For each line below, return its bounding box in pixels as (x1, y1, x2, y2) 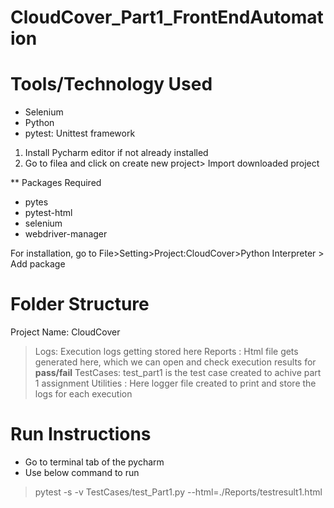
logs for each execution (34, 388, 133, 400)
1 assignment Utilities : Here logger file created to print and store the (34, 377, 317, 390)
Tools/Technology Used (10, 73, 213, 96)
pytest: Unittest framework (24, 127, 136, 140)
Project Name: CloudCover (10, 326, 121, 338)
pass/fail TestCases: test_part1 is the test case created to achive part (34, 367, 322, 379)
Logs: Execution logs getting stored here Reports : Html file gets (34, 346, 299, 358)
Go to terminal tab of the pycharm (24, 456, 165, 468)
